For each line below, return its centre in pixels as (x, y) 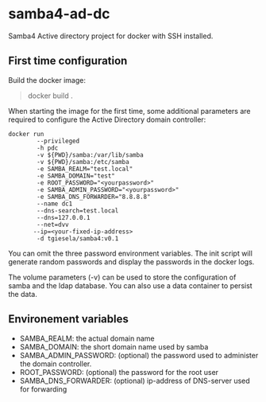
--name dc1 (55, 204)
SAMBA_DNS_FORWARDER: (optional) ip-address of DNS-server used (135, 381)
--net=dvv (53, 224)
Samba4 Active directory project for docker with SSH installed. (111, 36)
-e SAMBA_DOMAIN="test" (76, 176)
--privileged (58, 141)
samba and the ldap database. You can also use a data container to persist (130, 285)
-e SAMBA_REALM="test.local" (85, 169)
